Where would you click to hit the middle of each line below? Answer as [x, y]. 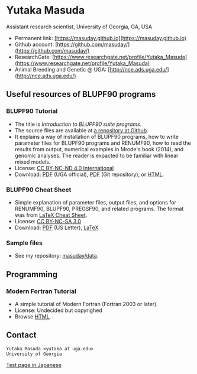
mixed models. [33, 162]
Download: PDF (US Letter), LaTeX [56, 227]
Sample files [24, 243]
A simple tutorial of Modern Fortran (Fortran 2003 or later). [86, 304]
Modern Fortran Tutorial [41, 291]
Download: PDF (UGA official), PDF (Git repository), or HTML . [89, 174]
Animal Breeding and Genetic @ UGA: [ [62, 69]
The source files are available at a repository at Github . [82, 130]
